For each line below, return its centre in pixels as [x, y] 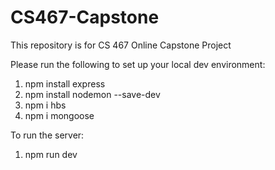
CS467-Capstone [85, 17]
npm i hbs [45, 105]
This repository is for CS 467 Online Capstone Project [121, 45]
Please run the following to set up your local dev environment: [138, 64]
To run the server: [47, 135]
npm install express [65, 83]
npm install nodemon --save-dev [92, 94]
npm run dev [51, 154]
